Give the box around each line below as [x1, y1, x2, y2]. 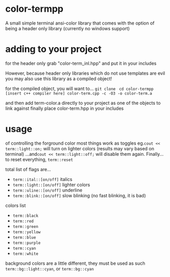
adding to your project [5, 43, 102, 55]
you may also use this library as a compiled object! [5, 75, 112, 82]
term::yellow [12, 229, 41, 235]
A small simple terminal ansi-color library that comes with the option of [5, 20, 155, 26]
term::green [12, 224, 38, 229]
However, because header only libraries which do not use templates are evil [5, 70, 165, 76]
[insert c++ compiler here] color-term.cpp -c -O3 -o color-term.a [5, 90, 153, 96]
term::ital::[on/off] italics [12, 176, 73, 182]
